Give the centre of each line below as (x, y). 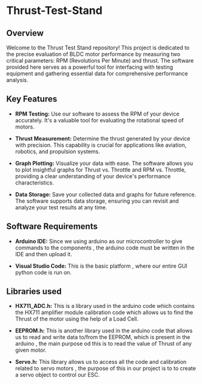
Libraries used (34, 292)
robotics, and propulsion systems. (57, 151)
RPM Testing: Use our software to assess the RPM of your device (97, 114)
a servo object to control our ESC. (57, 375)
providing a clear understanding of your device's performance (93, 176)
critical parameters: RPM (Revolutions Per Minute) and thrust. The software (100, 61)
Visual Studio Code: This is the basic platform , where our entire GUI (101, 266)
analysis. (17, 80)
